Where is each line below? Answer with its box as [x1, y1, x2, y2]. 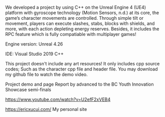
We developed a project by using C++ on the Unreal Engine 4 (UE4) [5, 5, 146, 10]
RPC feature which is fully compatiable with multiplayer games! [5, 31, 136, 37]
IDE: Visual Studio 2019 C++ [5, 51, 64, 57]
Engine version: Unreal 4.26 [5, 41, 63, 47]
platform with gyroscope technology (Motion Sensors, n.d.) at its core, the [5, 10, 159, 16]
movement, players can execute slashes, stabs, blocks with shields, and [5, 20, 155, 26]
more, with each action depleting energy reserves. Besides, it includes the [5, 26, 159, 32]
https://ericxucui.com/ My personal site [5, 106, 87, 112]
